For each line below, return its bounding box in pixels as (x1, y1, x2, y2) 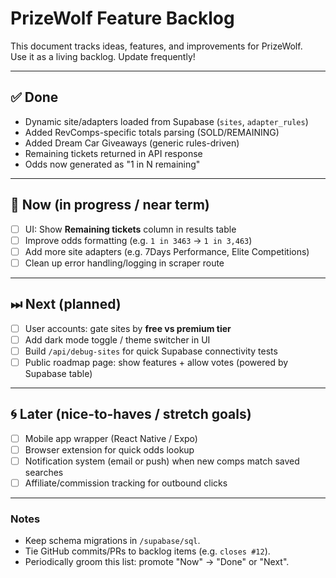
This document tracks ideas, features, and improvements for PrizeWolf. (10, 40, 303, 52)
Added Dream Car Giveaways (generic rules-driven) (24, 137, 240, 149)
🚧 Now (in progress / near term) (10, 197, 210, 214)
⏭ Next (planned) (10, 296, 122, 313)
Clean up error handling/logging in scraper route (24, 257, 225, 269)
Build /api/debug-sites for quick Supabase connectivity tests (24, 345, 278, 357)
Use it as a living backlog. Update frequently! (10, 50, 196, 62)
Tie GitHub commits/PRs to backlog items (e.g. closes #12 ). (24, 545, 271, 557)
